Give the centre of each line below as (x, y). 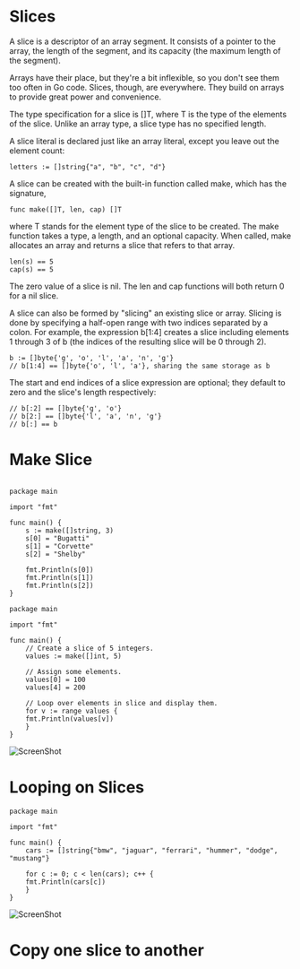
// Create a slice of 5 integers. (90, 648)
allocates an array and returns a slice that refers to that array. (122, 245)
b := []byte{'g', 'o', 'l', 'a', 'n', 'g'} (92, 358)
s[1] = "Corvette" (60, 546)
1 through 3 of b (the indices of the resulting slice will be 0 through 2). (138, 342)
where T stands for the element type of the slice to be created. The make (144, 226)
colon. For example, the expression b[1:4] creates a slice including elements (149, 332)
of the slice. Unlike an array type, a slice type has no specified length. (138, 124)
